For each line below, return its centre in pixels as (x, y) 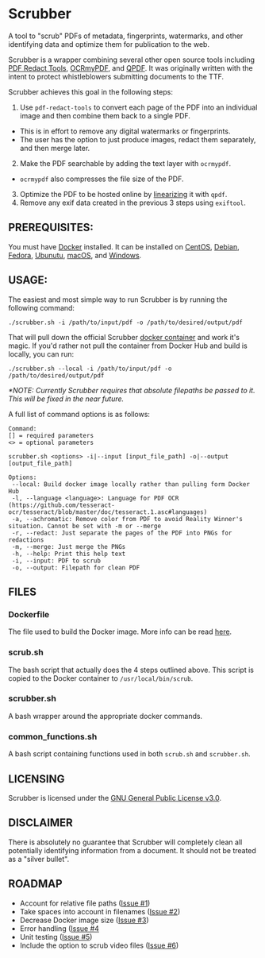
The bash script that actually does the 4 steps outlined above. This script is (131, 670)
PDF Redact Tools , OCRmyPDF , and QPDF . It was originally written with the (131, 68)
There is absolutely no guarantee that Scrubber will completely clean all (125, 842)
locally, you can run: (41, 353)
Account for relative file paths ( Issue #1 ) (85, 903)
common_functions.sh (53, 736)
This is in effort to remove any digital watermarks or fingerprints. (125, 131)
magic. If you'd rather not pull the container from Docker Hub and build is (128, 346)
